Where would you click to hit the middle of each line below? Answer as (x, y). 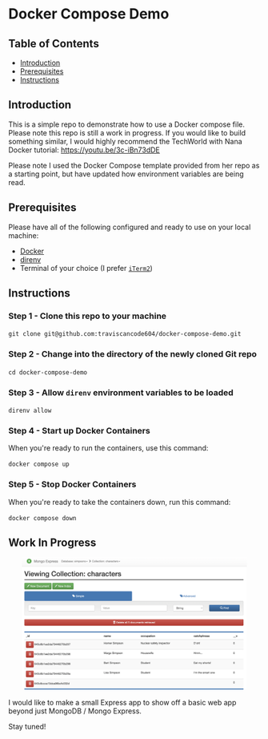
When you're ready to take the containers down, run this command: (120, 502)
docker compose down (43, 518)
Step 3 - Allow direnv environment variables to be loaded (121, 392)
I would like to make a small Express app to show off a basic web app (122, 703)
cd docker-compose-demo (48, 372)
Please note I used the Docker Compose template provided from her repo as (134, 165)
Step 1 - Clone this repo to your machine (87, 316)
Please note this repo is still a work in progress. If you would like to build (127, 132)
